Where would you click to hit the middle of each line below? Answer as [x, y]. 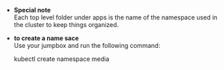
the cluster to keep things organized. [66, 25]
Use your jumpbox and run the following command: [87, 45]
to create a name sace [46, 38]
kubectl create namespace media [61, 59]
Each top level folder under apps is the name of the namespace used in [115, 17]
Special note [32, 10]
